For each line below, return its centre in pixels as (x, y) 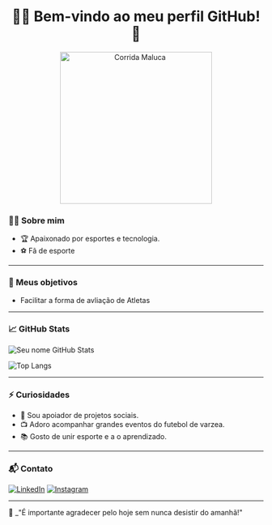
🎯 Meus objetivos (43, 283)
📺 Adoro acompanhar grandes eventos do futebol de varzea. (122, 425)
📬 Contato (31, 469)
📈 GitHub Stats (39, 329)
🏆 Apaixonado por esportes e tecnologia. (90, 239)
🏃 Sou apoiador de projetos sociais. (79, 416)
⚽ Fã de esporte (47, 251)
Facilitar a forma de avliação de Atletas (85, 300)
